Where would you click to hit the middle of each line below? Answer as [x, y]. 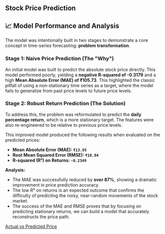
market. [20, 201]
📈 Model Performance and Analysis [62, 26]
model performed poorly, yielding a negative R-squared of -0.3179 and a [81, 75]
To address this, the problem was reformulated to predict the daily [73, 114]
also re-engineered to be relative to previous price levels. [64, 125]
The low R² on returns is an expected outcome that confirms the [78, 190]
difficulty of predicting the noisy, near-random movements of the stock [85, 195]
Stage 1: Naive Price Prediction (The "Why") [60, 58]
